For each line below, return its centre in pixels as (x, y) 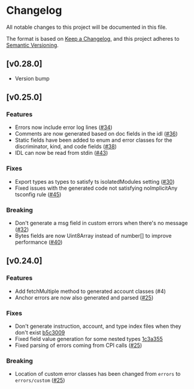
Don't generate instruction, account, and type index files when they (98, 326)
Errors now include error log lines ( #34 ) (63, 127)
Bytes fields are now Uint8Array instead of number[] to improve (93, 236)
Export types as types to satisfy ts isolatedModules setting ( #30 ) (95, 181)
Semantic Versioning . (32, 45)
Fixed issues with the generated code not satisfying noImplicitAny (96, 188)
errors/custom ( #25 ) (40, 380)
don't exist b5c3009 (40, 333)
